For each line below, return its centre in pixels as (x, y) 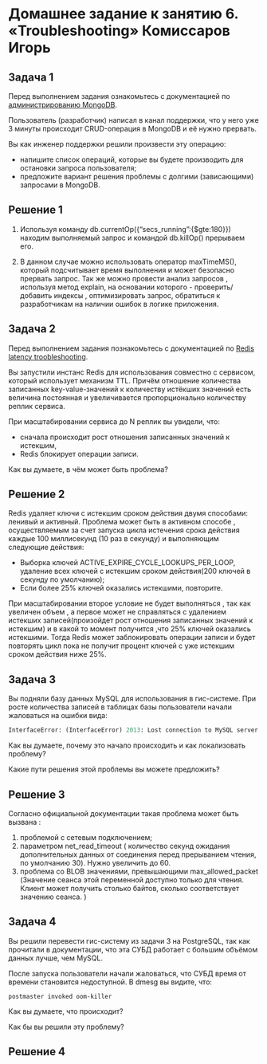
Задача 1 (31, 77)
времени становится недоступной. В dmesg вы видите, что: (110, 982)
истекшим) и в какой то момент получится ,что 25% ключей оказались (130, 629)
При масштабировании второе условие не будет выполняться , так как (130, 603)
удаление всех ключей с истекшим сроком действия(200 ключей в (135, 571)
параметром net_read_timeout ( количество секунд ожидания (125, 846)
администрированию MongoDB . (63, 105)
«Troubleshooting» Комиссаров (120, 31)
